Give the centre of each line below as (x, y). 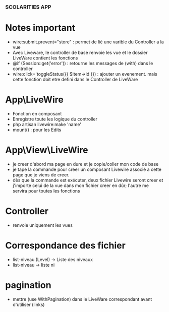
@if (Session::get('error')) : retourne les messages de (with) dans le (83, 63)
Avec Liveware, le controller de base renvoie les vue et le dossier (80, 52)
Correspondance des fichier (66, 245)
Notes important (40, 28)
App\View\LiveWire (47, 150)
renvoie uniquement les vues (43, 225)
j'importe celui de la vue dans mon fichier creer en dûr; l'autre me (80, 185)
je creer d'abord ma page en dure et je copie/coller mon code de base (86, 164)
